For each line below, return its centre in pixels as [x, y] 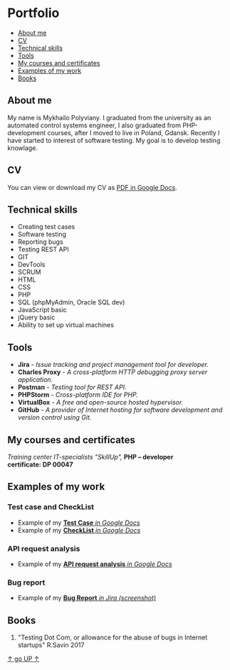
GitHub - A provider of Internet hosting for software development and [120, 410]
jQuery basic [36, 317]
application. [35, 380]
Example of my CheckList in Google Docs [79, 530]
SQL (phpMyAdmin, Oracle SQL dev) [71, 302]
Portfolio [33, 13]
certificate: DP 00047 [40, 464]
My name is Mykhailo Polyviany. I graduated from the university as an [109, 117]
